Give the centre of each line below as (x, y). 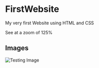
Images (17, 48)
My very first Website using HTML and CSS (50, 23)
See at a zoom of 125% (29, 32)
